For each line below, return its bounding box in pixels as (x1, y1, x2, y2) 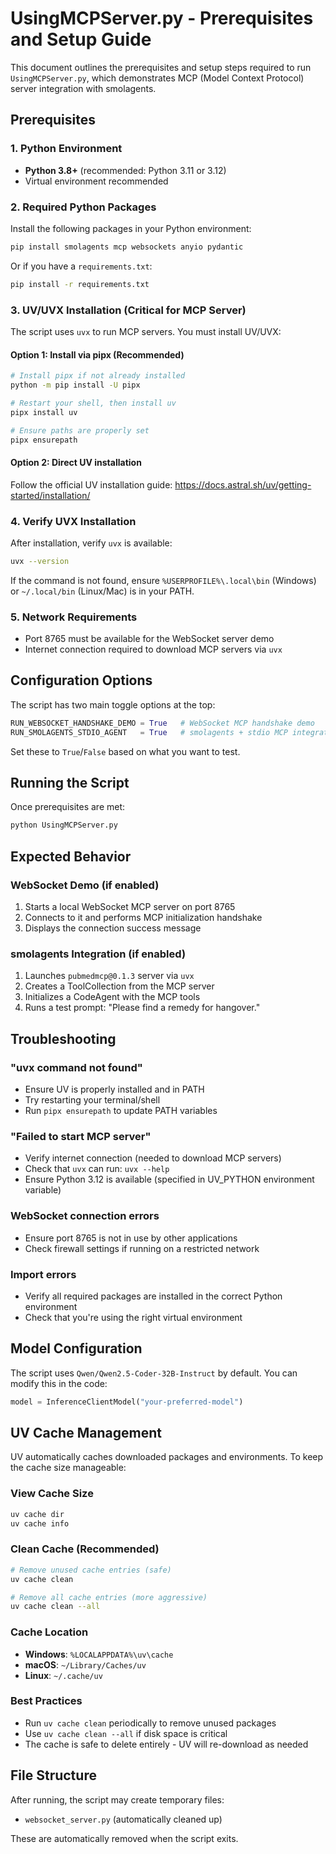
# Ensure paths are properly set (10, 425, 150, 436)
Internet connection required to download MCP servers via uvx (24, 643, 283, 656)
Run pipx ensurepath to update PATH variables (24, 1105, 218, 1117)
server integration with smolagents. (10, 82, 157, 94)
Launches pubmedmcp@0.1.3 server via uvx (24, 970, 195, 982)
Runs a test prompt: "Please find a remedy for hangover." (24, 1002, 261, 1014)
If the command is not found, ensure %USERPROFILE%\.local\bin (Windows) (10, 574, 317, 586)
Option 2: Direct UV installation (10, 457, 142, 469)
